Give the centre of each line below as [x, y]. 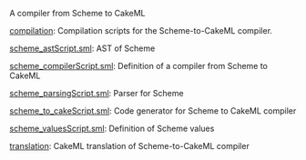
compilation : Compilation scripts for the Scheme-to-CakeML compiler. [141, 30]
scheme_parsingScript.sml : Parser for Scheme [97, 93]
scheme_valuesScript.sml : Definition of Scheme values [112, 128]
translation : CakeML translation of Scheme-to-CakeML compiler [130, 146]
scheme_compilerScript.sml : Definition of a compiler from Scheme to [139, 66]
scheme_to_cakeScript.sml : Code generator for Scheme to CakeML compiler [153, 111]
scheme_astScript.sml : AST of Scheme [82, 48]
